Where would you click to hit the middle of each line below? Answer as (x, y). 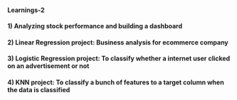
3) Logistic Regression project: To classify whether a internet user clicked (119, 59)
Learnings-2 (26, 10)
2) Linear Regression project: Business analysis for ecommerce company (118, 42)
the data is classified (39, 89)
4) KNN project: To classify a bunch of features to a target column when (116, 82)
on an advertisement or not (48, 66)
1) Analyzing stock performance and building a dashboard (95, 26)
